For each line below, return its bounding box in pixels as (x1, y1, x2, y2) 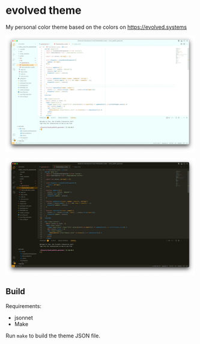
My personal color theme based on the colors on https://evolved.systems (5, 23, 187, 31)
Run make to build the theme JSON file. (5, 332, 100, 339)
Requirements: (5, 302, 41, 309)
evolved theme (5, 4, 82, 17)
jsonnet (14, 314, 34, 321)
